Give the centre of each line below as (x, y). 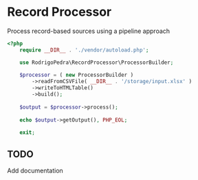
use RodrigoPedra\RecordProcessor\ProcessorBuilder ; (97, 63)
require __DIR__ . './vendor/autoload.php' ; (84, 50)
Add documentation (35, 170)
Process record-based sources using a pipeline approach (89, 31)
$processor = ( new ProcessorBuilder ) (77, 75)
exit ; (27, 133)
